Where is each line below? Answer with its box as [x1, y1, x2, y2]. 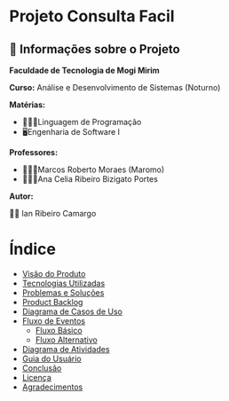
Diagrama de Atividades [21, 343, 110, 354]
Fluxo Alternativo [35, 334, 98, 345]
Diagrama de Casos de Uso [21, 306, 122, 317]
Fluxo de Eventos [21, 315, 86, 326]
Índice [9, 240, 56, 259]
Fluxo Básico [35, 325, 83, 335]
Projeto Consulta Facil [9, 6, 175, 27]
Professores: [9, 147, 59, 157]
